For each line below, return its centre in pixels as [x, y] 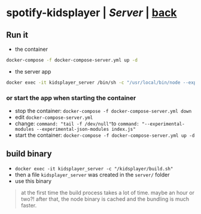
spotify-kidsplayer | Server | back [92, 13]
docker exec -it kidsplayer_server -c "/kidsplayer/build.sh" [94, 169]
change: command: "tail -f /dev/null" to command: [77, 124]
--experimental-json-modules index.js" [86, 129]
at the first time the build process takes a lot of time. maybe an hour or [107, 192]
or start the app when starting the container [71, 97]
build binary [29, 154]
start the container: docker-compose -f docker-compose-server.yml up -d [105, 135]
